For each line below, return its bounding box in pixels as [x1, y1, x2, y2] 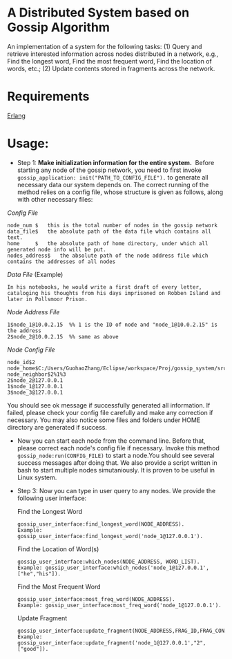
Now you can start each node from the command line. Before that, [17, 437, 206, 445]
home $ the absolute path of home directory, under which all [7, 240, 209, 247]
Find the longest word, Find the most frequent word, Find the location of [7, 57, 212, 65]
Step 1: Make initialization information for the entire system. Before [17, 158, 215, 166]
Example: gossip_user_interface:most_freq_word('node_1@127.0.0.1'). [17, 602, 222, 609]
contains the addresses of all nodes [7, 258, 116, 265]
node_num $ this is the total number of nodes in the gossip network [7, 222, 217, 229]
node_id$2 [7, 359, 36, 365]
